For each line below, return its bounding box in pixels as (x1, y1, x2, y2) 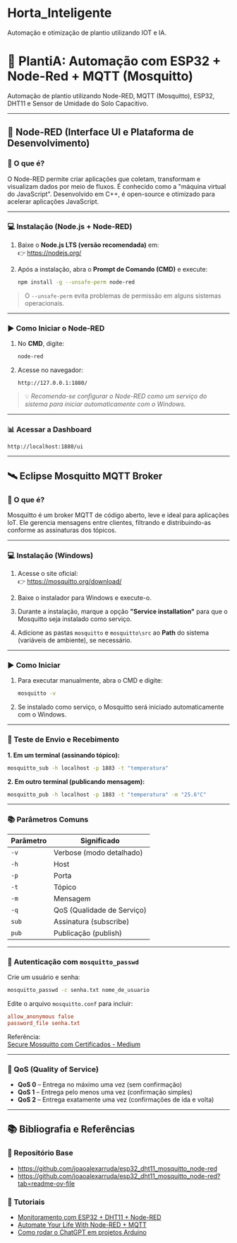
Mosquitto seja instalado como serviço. (17, 615, 132, 623)
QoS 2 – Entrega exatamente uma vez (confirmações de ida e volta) (17, 1095, 214, 1104)
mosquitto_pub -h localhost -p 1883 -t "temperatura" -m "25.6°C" (7, 791, 207, 798)
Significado (80, 836, 120, 845)
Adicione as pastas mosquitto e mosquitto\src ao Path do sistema (17, 628, 209, 637)
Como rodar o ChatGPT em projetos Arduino (17, 1227, 147, 1236)
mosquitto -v (17, 690, 56, 698)
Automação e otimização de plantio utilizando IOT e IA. (7, 28, 167, 37)
